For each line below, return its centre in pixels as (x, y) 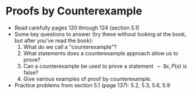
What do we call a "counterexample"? (70, 47)
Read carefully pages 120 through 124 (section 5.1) (77, 28)
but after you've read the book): (54, 40)
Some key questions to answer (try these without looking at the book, (100, 34)
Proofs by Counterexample (74, 11)
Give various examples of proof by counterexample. (87, 79)
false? (31, 72)
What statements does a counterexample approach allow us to (101, 53)
